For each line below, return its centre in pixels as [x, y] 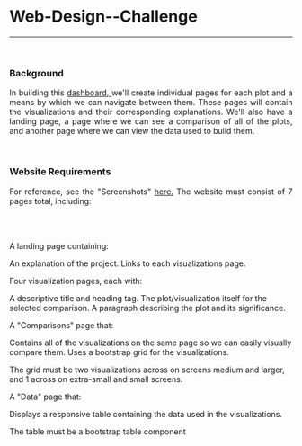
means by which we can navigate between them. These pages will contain [151, 103]
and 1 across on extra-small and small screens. [96, 379]
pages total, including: [50, 201]
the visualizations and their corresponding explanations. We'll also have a [151, 112]
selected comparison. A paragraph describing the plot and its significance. [147, 308]
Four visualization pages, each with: [76, 281]
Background [37, 73]
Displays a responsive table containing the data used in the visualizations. [146, 414]
